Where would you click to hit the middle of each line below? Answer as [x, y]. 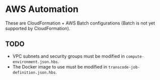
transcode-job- [124, 67]
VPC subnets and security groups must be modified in [68, 56]
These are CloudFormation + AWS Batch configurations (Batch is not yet [80, 23]
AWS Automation [42, 9]
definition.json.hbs [34, 72]
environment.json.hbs [35, 62]
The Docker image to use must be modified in [60, 66]
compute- [135, 56]
